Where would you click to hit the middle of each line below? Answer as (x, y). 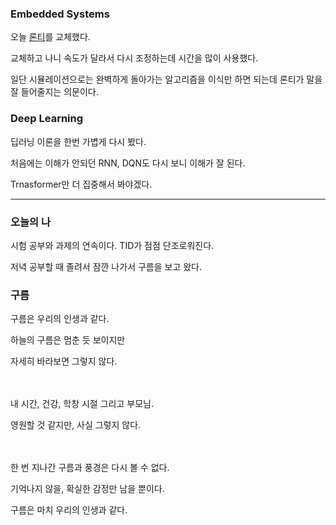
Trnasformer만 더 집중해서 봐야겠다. (81, 184)
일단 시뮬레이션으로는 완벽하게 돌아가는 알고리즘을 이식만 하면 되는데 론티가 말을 (166, 79)
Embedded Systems (60, 14)
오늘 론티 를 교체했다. (50, 37)
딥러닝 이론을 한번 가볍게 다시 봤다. (78, 141)
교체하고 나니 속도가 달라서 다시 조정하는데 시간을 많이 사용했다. (134, 58)
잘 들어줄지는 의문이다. (54, 92)
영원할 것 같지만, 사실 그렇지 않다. (76, 425)
